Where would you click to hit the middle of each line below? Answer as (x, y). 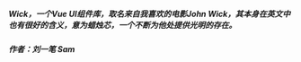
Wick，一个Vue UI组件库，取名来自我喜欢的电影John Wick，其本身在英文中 (150, 13)
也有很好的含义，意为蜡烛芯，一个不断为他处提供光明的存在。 (123, 25)
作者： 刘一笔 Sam (42, 49)
